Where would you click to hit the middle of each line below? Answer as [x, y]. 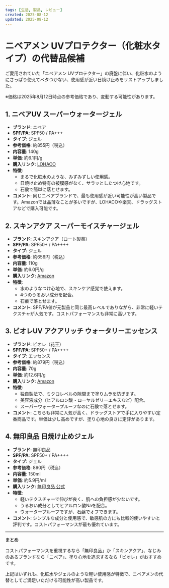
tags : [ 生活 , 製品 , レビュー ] [34, 10]
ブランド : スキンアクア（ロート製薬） [51, 239]
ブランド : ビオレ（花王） [38, 344]
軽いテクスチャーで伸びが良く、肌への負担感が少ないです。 [81, 499]
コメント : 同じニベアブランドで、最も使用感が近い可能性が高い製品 [82, 196]
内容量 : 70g [24, 368]
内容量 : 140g [25, 151]
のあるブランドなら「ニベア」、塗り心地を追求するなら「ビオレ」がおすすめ [83, 557]
